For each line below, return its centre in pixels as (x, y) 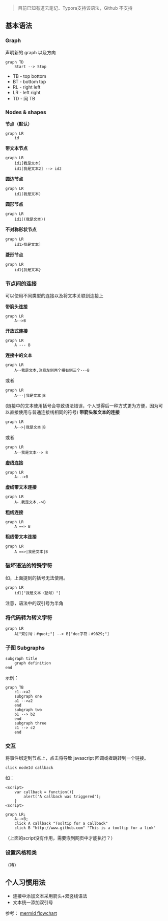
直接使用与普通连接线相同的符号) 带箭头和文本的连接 (65, 412)
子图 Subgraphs (25, 648)
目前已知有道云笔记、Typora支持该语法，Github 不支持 (75, 8)
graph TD (15, 62)
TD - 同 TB (24, 98)
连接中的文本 (19, 355)
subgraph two (28, 710)
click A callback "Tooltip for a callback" (61, 824)
